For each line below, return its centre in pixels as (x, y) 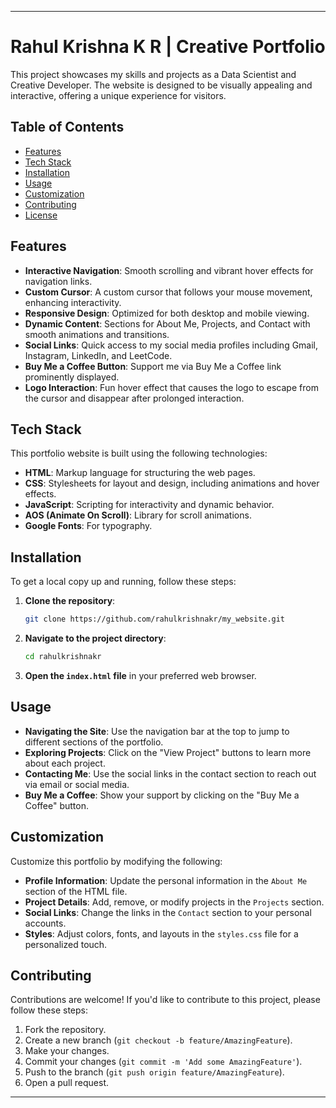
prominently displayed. (72, 377)
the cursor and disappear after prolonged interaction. (134, 398)
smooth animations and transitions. (97, 334)
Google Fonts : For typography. (88, 526)
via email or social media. (77, 784)
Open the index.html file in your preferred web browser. (140, 675)
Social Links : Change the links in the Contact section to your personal (168, 912)
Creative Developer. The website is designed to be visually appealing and (161, 85)
